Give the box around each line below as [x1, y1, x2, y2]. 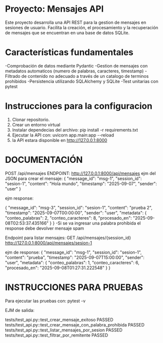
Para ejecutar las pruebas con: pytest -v [5, 298, 86, 304]
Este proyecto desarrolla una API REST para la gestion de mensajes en [5, 19, 146, 25]
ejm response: [5, 195, 34, 201]
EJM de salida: [5, 307, 35, 313]
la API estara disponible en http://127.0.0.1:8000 [12, 137, 108, 143]
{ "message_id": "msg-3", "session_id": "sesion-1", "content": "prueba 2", [5, 205, 152, 210]
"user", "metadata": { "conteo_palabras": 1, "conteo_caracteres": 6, [5, 259, 140, 265]
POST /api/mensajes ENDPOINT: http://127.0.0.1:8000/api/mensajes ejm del [5, 170, 156, 176]
